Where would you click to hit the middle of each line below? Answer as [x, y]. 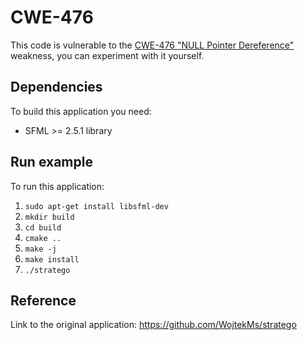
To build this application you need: [81, 111]
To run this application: [57, 186]
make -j [40, 249]
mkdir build [49, 217]
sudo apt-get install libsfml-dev [96, 206]
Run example [51, 162]
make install [52, 259]
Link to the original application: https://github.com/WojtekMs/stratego [153, 325]
